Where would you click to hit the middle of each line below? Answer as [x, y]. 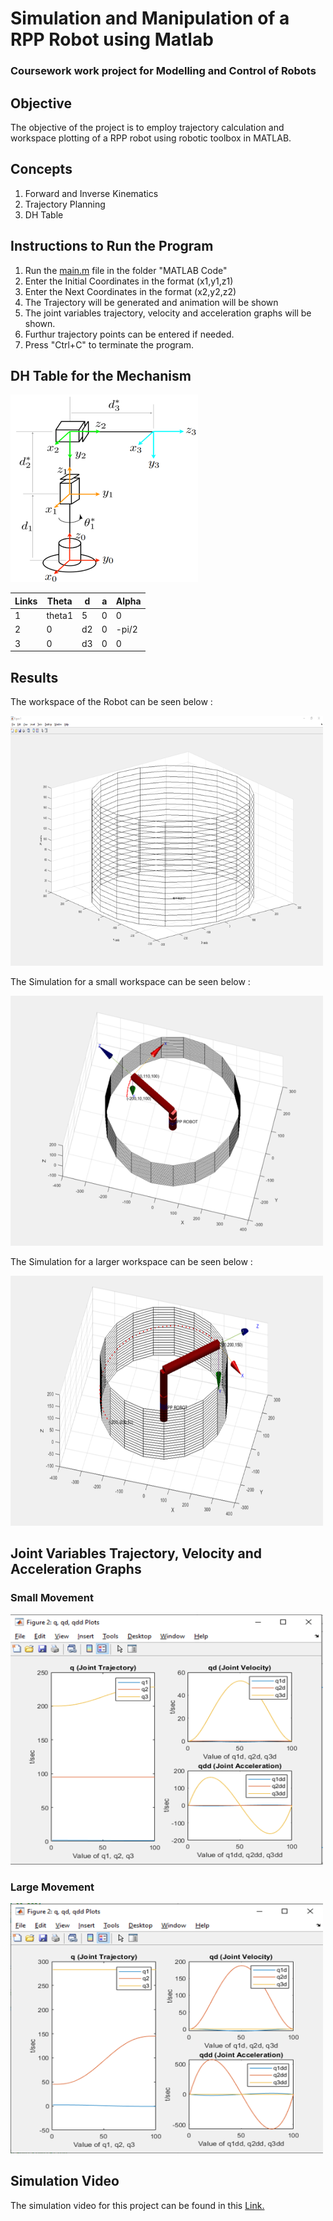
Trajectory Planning [65, 204]
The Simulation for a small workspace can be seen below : [130, 981]
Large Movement [52, 1887]
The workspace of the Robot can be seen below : [111, 701]
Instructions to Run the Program [112, 246]
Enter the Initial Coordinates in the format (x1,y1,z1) [129, 281]
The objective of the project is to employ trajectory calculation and [147, 127]
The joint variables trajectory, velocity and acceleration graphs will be [168, 313]
